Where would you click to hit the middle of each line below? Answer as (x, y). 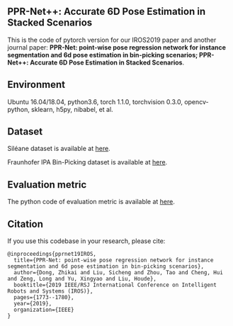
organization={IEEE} (44, 310)
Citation (25, 224)
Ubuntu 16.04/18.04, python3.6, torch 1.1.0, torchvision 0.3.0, (95, 101)
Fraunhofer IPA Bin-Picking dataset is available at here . (87, 162)
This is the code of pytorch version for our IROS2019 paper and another (112, 40)
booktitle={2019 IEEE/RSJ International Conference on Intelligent (115, 285)
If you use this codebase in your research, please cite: (86, 241)
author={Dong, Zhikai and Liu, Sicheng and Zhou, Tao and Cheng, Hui (118, 273)
